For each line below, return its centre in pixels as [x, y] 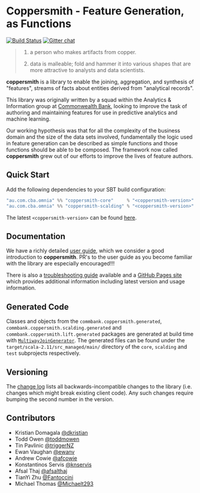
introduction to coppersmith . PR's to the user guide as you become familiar [99, 257]
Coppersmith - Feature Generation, [95, 11]
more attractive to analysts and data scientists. [87, 70]
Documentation [36, 236]
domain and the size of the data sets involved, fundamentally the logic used [99, 137]
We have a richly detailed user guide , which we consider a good [85, 251]
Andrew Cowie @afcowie [46, 458]
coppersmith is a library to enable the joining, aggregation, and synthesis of [100, 82]
